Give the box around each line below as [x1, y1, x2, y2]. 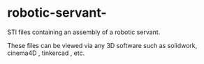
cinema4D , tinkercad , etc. [7, 49, 85, 57]
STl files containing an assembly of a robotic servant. [7, 28, 161, 36]
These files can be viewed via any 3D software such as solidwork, [7, 41, 198, 49]
